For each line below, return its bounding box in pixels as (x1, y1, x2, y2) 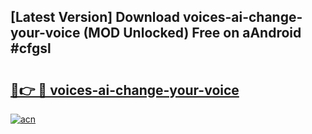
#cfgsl (10, 40, 52, 57)
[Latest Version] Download (10, 9, 181, 26)
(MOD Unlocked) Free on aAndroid (83, 25, 302, 42)
